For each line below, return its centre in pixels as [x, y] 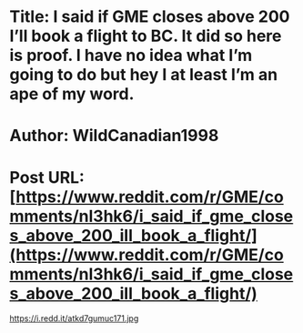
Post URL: [47, 177]
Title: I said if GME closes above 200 [150, 17]
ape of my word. [72, 94]
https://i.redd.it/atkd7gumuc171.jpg [74, 318]
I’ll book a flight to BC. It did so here [146, 36]
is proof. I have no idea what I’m [131, 55]
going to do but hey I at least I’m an [144, 75]
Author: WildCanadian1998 [114, 136]
